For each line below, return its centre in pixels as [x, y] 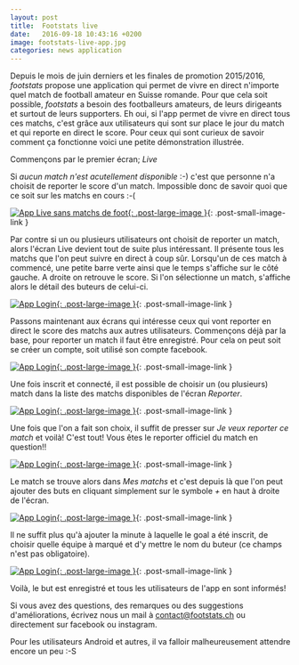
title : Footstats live [54, 26]
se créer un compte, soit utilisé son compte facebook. [109, 350]
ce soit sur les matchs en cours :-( [73, 196]
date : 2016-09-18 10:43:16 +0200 [76, 34]
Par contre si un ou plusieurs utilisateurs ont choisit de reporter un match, [145, 239]
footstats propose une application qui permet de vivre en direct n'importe [145, 85]
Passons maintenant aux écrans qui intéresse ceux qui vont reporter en [141, 321]
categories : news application [66, 51]
